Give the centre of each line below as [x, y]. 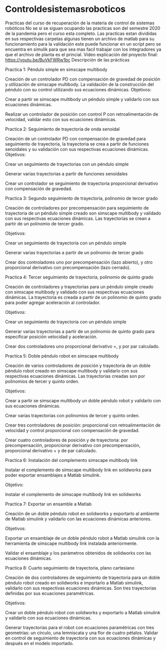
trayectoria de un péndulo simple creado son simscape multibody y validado [83, 213]
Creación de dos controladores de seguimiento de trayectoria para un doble [83, 578]
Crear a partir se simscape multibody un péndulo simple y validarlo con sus [82, 99]
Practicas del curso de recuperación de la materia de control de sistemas [80, 23]
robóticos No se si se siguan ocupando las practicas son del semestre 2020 [83, 28]
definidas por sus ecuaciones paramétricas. [50, 593]
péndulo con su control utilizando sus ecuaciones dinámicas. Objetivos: [78, 89]
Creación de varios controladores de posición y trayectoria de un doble [78, 365]
